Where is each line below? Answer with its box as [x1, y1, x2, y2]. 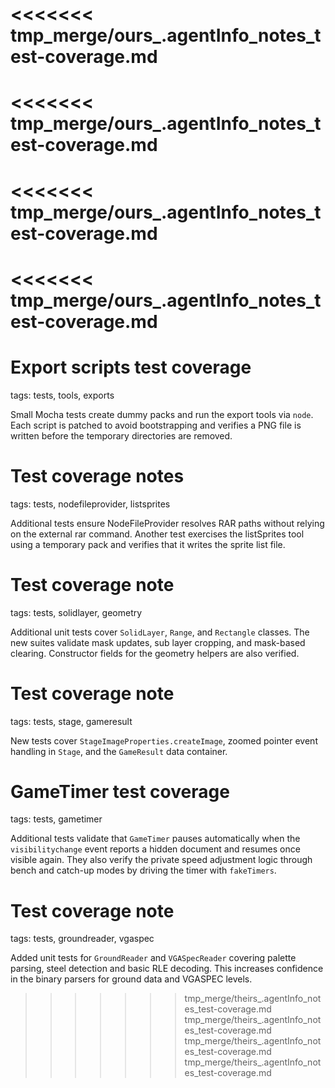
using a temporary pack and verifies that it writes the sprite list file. [10, 538, 286, 550]
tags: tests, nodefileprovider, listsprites [10, 498, 171, 510]
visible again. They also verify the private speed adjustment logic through [10, 854, 313, 866]
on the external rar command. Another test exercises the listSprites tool [10, 528, 305, 540]
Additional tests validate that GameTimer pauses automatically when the [10, 833, 301, 845]
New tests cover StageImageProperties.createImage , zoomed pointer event [10, 734, 318, 747]
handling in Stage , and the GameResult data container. [10, 745, 228, 757]
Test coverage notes [10, 464, 185, 487]
